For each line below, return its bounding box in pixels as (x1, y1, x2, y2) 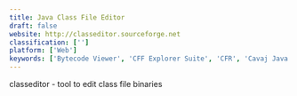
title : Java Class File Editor (9, 12, 125, 22)
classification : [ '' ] (9, 37, 90, 47)
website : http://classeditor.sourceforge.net (9, 29, 181, 38)
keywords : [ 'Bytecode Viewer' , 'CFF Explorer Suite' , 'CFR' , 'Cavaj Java (9, 54, 289, 63)
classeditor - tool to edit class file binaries (9, 79, 163, 89)
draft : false (9, 21, 58, 30)
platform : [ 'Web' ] (9, 46, 77, 55)
